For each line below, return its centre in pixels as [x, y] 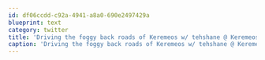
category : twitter [38, 30]
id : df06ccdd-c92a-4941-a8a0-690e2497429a [79, 15]
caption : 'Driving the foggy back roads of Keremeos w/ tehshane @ [121, 44]
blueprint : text [35, 23]
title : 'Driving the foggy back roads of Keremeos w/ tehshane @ [118, 37]
